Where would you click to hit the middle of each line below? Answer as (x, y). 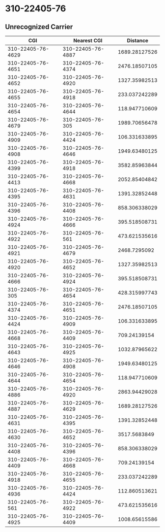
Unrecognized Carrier (39, 27)
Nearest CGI (88, 41)
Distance (138, 41)
